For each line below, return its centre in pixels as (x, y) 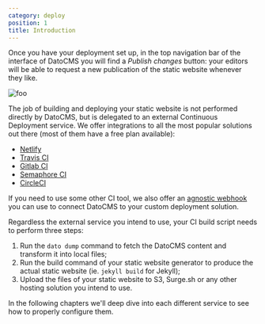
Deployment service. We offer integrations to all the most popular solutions (130, 126)
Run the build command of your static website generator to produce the (136, 263)
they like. (23, 78)
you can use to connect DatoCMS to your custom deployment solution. (124, 207)
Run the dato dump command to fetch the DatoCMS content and (123, 246)
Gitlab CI (34, 166)
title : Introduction (42, 30)
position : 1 (28, 23)
